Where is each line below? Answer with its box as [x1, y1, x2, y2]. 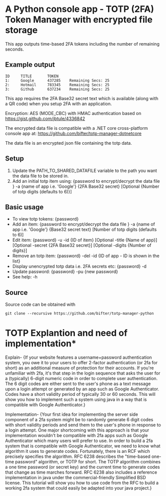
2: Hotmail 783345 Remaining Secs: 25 [5, 82, 110, 87]
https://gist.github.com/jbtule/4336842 [5, 115, 85, 121]
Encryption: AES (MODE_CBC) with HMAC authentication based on [5, 110, 141, 116]
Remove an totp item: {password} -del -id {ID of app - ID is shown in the [12, 253, 160, 259]
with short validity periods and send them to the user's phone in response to [5, 422, 161, 428]
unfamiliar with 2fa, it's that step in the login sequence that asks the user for [5, 370, 161, 376]
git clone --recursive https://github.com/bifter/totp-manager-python [5, 311, 154, 316]
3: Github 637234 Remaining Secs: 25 [5, 87, 110, 92]
